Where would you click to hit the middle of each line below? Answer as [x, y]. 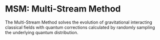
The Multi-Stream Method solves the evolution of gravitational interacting [79, 22]
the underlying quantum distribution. [42, 32]
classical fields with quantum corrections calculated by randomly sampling [80, 27]
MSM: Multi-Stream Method [63, 9]
